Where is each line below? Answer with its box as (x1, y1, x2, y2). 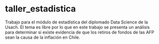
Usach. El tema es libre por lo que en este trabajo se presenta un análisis (5, 24, 150, 30)
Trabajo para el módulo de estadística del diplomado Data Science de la (5, 19, 148, 25)
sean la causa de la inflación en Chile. (5, 34, 81, 40)
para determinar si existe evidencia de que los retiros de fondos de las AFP (5, 29, 155, 35)
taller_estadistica (5, 3, 76, 14)
